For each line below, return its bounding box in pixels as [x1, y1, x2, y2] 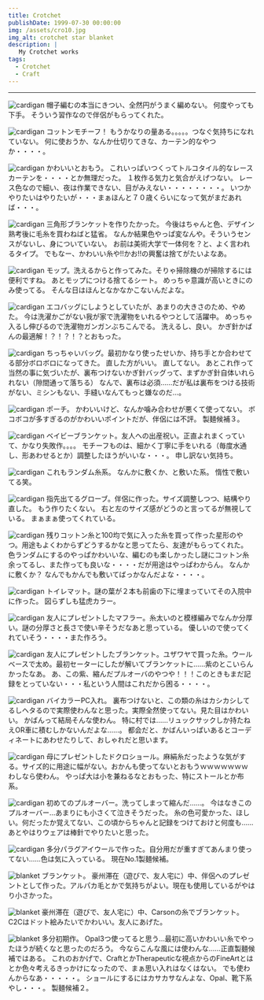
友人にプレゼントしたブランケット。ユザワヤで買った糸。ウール [46, 649, 253, 658]
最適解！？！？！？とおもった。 [21, 331, 126, 341]
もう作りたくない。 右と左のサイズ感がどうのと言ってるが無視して [37, 503, 252, 513]
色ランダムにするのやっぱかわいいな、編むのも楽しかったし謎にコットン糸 [8, 550, 250, 559]
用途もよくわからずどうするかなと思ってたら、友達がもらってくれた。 [21, 540, 248, 550]
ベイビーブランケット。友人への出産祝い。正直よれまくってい [46, 431, 245, 440]
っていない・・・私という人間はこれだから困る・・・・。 [28, 679, 214, 688]
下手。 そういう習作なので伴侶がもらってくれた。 [8, 109, 168, 119]
